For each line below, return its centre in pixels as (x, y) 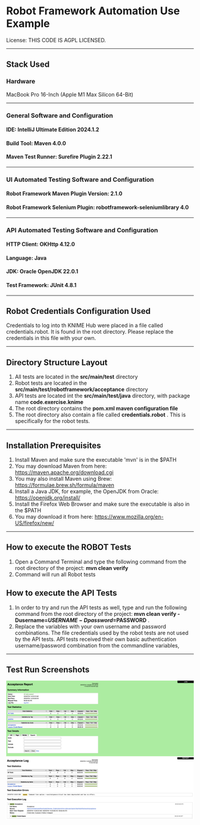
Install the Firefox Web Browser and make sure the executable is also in (102, 504)
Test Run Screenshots (48, 670)
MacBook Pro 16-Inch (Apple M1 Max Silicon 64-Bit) (70, 94)
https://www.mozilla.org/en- (129, 517)
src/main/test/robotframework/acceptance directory (81, 390)
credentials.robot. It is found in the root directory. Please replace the (90, 332)
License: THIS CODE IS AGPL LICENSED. (56, 40)
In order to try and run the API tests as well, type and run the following (101, 607)
